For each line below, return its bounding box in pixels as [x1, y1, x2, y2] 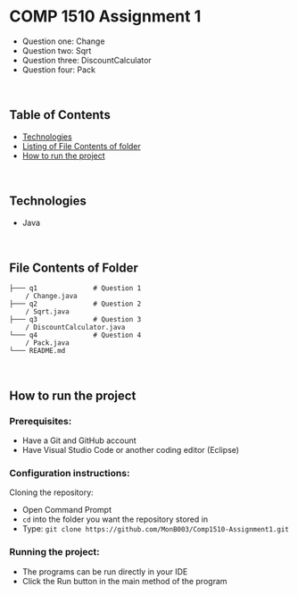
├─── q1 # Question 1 [9, 284, 142, 293]
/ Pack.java [25, 339, 70, 348]
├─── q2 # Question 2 [9, 299, 142, 309]
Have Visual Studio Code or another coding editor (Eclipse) [21, 445, 239, 456]
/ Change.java [25, 292, 78, 301]
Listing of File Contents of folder [21, 140, 141, 151]
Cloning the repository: [9, 487, 94, 498]
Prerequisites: [9, 415, 72, 427]
